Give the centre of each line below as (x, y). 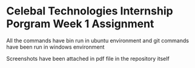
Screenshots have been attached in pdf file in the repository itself (88, 58)
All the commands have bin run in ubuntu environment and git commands (98, 40)
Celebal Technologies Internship (90, 11)
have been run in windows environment (55, 47)
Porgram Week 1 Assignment (80, 24)
